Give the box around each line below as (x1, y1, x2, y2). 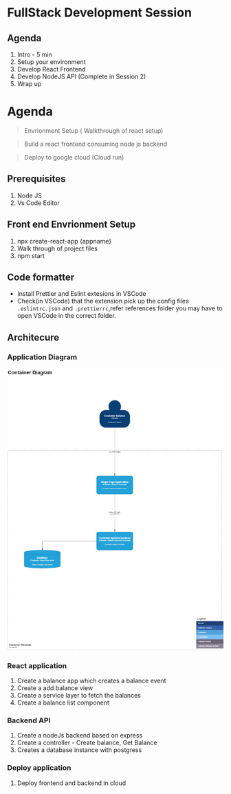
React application (7, 661, 67, 670)
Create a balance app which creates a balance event (16, 676, 166, 685)
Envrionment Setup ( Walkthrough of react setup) (23, 126, 164, 135)
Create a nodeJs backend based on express (16, 731, 143, 740)
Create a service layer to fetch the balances (16, 691, 141, 700)
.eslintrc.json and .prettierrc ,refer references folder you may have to (16, 304, 223, 312)
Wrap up (16, 80, 42, 87)
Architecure (7, 332, 60, 343)
